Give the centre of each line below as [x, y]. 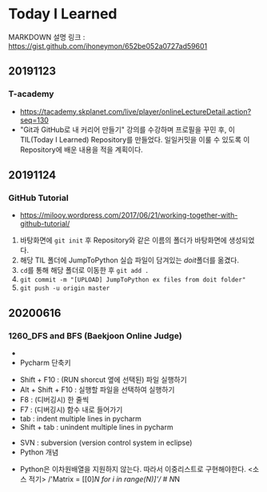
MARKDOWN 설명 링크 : [47, 37]
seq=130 [34, 120]
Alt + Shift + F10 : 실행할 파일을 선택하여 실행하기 [97, 390]
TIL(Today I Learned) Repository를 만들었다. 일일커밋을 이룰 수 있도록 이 [135, 139]
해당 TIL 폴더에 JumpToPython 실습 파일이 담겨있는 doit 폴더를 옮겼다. [130, 260]
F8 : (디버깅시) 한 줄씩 [54, 400]
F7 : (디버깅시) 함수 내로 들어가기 [71, 410]
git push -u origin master [65, 289]
